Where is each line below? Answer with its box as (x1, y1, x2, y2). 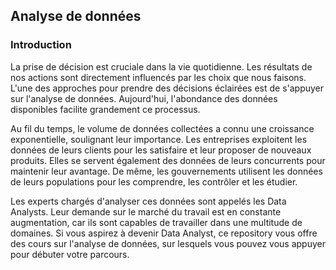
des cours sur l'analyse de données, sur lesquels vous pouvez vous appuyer (10, 237, 326, 249)
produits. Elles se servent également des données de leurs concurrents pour (10, 154, 326, 166)
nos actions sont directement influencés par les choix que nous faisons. (10, 71, 307, 83)
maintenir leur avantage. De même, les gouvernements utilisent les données (10, 165, 323, 177)
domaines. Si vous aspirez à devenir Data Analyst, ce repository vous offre (10, 227, 318, 239)
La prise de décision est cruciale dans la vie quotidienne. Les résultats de (10, 60, 313, 73)
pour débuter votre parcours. (10, 248, 130, 260)
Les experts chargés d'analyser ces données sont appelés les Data (10, 195, 287, 207)
